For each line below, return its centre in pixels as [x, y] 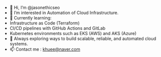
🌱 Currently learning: [30, 18]
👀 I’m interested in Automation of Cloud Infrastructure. [64, 13]
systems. [19, 44]
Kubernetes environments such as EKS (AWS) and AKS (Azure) [73, 33]
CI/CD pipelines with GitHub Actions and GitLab [58, 28]
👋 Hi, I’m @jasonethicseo [35, 8]
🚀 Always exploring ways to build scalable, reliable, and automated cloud [83, 38]
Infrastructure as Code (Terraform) [44, 23]
